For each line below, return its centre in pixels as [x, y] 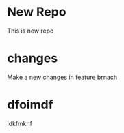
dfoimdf [30, 105]
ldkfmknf [20, 123]
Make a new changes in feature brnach [62, 77]
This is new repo [30, 31]
